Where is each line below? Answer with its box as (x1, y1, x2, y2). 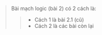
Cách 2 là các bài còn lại (34, 23, 94, 29)
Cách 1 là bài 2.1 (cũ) (34, 16, 84, 23)
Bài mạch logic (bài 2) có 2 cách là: (11, 5, 97, 12)
